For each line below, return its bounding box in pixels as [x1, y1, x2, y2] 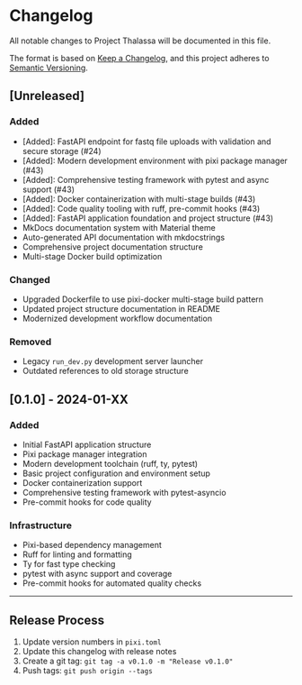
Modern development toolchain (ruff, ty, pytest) [22, 458, 199, 469]
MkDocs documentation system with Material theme [22, 222, 216, 233]
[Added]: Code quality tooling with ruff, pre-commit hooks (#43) [22, 203, 261, 214]
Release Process [9, 612, 105, 627]
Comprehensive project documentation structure [22, 241, 204, 252]
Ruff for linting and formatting [22, 549, 132, 560]
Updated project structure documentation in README [22, 303, 220, 314]
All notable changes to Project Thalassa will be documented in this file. [9, 35, 271, 46]
